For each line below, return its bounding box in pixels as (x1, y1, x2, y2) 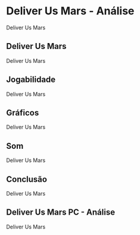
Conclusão (6, 174, 48, 184)
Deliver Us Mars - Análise (6, 4, 135, 18)
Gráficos (6, 108, 39, 118)
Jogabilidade (6, 75, 56, 85)
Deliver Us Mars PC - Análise (6, 207, 115, 218)
